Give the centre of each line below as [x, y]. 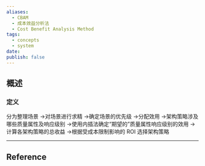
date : [13, 52]
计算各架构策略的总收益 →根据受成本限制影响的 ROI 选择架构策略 [88, 132]
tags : [13, 35]
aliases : [17, 12]
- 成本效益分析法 [31, 23]
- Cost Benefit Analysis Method [53, 29]
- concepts [26, 40]
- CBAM [20, 18]
